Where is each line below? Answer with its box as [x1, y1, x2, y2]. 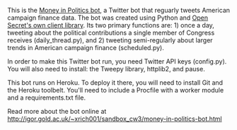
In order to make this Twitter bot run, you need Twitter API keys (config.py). [7, 57, 227, 66]
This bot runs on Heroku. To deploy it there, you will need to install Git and [7, 78, 224, 87]
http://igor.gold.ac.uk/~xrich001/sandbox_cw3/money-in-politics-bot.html [7, 114, 222, 123]
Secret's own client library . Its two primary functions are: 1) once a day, [7, 21, 214, 29]
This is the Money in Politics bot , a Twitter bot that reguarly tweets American [7, 6, 231, 14]
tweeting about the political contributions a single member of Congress [7, 28, 215, 37]
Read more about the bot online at [7, 107, 107, 115]
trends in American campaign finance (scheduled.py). [7, 44, 164, 52]
